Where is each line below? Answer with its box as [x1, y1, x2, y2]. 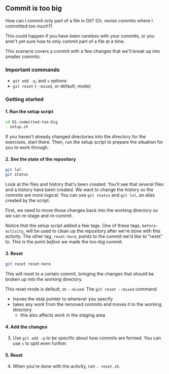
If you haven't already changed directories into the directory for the [5, 133, 146, 139]
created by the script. [5, 197, 50, 203]
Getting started [5, 96, 44, 103]
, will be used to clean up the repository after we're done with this [23, 228, 161, 234]
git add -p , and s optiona [12, 78, 67, 84]
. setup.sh [5, 124, 28, 130]
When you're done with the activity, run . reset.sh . [12, 363, 121, 369]
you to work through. [5, 144, 49, 150]
